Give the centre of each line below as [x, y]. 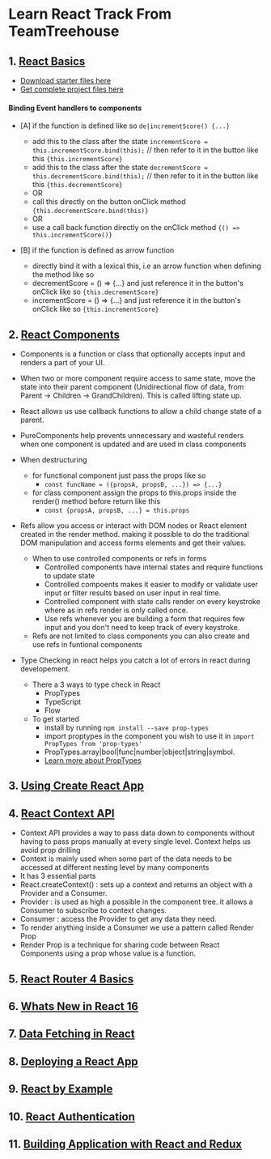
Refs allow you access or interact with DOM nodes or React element [133, 526]
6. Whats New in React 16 [74, 1006]
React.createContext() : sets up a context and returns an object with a [136, 884]
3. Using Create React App [76, 786]
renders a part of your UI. [62, 363]
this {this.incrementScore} [77, 159]
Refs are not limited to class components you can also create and [141, 636]
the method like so [63, 275]
